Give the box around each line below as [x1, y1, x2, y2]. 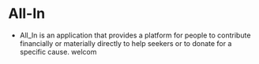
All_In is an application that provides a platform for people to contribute [19, 30, 251, 40]
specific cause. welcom [19, 47, 97, 56]
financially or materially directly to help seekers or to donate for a [19, 38, 232, 48]
